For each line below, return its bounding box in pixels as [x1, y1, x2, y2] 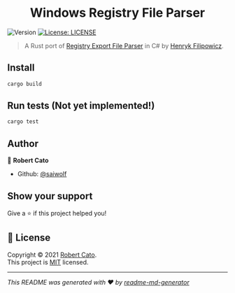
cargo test [7, 118, 39, 125]
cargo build [7, 80, 42, 87]
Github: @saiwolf [17, 170, 67, 178]
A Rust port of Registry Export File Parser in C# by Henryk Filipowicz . [24, 41, 224, 50]
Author [7, 138, 38, 150]
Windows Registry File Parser [29, 5, 206, 21]
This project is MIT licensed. [7, 257, 89, 266]
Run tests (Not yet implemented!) [7, 100, 155, 112]
